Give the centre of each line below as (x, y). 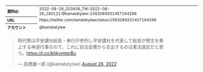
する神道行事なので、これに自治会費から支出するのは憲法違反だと (91, 47)
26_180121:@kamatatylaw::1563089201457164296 (88, 13)
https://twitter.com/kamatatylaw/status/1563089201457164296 (98, 20)
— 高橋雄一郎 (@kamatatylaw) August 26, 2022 (67, 64)
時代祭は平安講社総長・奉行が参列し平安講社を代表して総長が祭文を (88, 41)
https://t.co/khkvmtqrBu (51, 53)
